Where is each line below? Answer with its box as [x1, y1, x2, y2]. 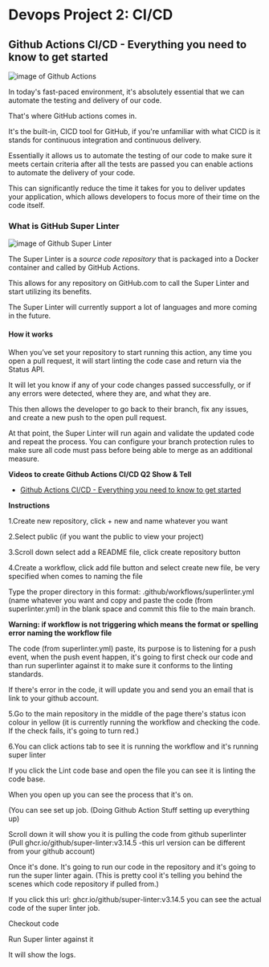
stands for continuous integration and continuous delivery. [8, 135, 202, 145]
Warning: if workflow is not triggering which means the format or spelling [8, 619, 259, 629]
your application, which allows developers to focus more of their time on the [8, 192, 260, 202]
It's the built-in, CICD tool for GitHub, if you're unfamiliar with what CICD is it [8, 127, 261, 136]
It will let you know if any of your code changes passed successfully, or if [8, 380, 251, 390]
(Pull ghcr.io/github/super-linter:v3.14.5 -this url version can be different [8, 838, 246, 847]
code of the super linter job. [8, 903, 100, 912]
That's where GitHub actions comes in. [8, 111, 137, 120]
